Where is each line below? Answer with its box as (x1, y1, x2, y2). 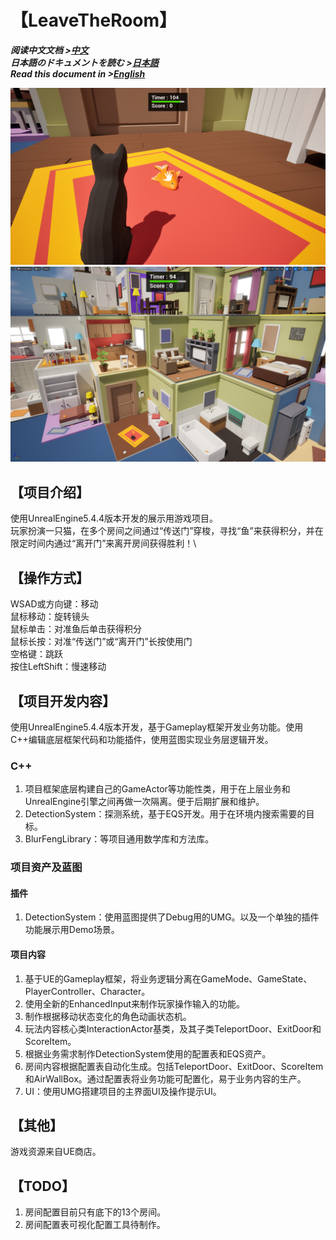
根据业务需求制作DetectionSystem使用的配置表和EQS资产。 (24, 1047, 272, 1060)
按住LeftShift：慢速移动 (10, 661, 107, 673)
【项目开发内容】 (10, 692, 116, 710)
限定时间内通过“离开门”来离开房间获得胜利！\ (10, 537, 197, 550)
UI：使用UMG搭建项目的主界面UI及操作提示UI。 (24, 1085, 222, 1097)
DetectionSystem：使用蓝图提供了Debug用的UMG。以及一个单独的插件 (24, 911, 320, 923)
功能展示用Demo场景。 (24, 924, 120, 936)
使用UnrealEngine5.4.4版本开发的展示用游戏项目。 (10, 512, 218, 525)
